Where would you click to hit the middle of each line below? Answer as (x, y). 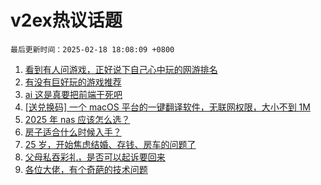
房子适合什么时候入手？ (73, 132)
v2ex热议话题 (66, 20)
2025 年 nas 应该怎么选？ (77, 119)
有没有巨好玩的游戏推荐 (73, 82)
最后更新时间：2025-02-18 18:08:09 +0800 (92, 49)
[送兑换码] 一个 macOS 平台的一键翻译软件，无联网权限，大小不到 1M (167, 107)
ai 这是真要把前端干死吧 (73, 94)
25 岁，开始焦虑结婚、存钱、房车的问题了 (110, 144)
